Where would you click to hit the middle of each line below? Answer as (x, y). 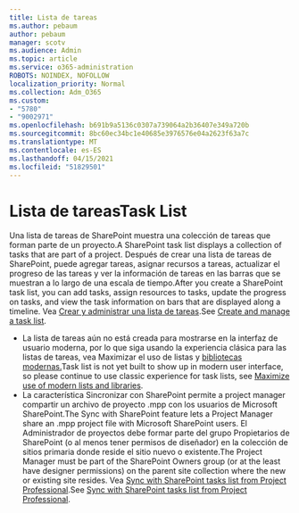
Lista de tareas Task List (98, 211)
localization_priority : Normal (67, 84)
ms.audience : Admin (46, 51)
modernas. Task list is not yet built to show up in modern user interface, (153, 367)
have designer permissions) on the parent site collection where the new (154, 471)
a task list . (28, 321)
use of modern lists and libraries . (83, 385)
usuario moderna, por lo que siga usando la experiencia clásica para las (154, 348)
